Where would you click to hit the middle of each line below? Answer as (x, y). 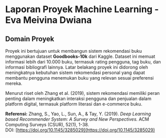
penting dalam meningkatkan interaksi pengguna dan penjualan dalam (78, 98)
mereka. (14, 83)
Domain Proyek (30, 39)
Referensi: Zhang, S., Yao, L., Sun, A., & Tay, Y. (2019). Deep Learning (78, 114)
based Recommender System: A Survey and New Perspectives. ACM (77, 119)
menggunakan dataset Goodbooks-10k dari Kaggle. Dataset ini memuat (80, 56)
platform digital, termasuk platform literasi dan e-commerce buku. (74, 104)
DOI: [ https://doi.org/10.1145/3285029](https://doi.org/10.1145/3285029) (80, 130)
